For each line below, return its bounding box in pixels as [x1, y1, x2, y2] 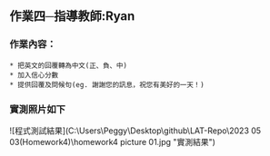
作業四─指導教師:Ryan [9, 8, 135, 24]
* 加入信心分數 [9, 71, 59, 80]
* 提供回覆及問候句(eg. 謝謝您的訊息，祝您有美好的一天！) [9, 80, 205, 89]
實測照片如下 [9, 102, 66, 115]
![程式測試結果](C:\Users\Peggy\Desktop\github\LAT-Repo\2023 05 [9, 125, 262, 136]
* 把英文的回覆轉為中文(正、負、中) [9, 61, 127, 70]
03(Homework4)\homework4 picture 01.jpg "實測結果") [9, 136, 216, 147]
